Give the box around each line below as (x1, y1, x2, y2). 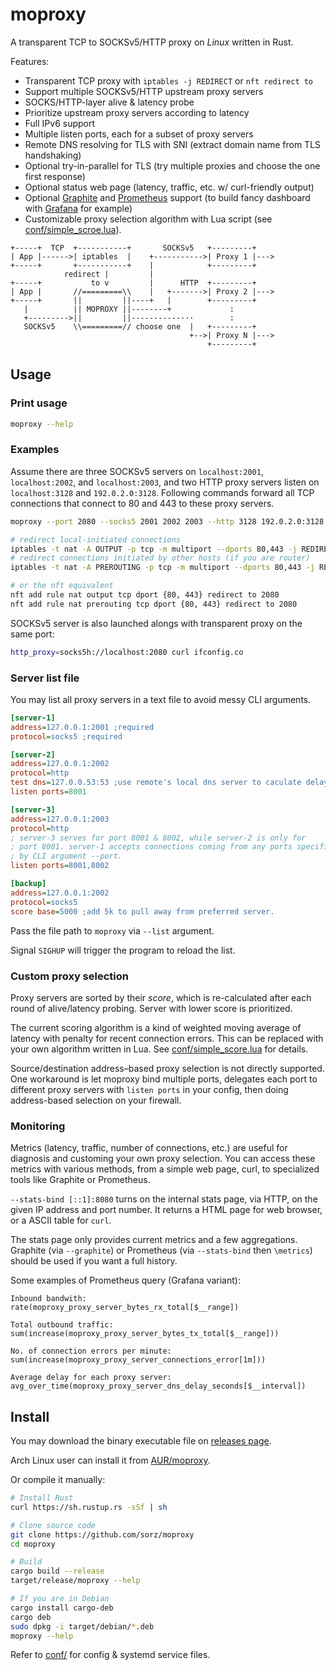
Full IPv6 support (24, 117, 96, 129)
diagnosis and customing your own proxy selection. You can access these (10, 1153, 316, 1165)
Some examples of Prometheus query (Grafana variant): (10, 1274, 241, 1287)
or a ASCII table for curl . (10, 1214, 112, 1227)
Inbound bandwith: (10, 1294, 87, 1304)
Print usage (10, 396, 68, 410)
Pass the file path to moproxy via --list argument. (10, 924, 215, 937)
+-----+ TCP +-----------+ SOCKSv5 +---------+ (10, 243, 257, 253)
